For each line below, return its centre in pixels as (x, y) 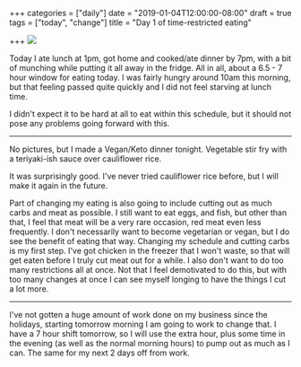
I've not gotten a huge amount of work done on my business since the (138, 315)
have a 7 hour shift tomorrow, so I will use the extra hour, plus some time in (147, 334)
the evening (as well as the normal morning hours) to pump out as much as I (150, 343)
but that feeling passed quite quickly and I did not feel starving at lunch (140, 87)
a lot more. (29, 289)
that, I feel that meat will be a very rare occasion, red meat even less (135, 222)
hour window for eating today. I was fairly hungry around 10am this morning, (150, 77)
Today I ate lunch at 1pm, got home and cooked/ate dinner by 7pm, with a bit (150, 58)
